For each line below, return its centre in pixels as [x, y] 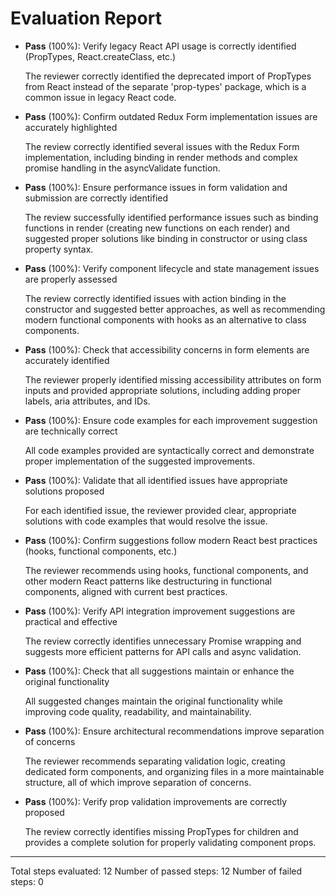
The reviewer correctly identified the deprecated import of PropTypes [168, 76]
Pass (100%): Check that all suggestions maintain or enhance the [159, 671]
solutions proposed [64, 491]
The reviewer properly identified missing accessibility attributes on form [173, 379]
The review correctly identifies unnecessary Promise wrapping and [163, 641]
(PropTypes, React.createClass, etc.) [100, 56]
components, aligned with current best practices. [126, 591]
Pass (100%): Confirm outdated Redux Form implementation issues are [171, 116]
